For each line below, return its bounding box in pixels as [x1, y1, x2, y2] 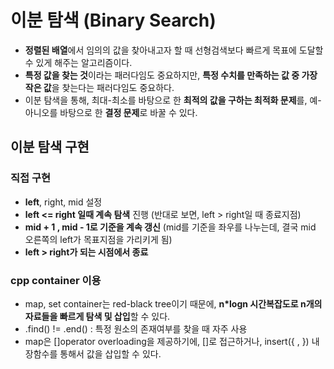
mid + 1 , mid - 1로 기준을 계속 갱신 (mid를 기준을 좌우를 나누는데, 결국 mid [24, 221, 317, 233]
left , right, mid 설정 [24, 196, 103, 208]
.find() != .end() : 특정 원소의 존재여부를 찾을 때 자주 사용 [24, 322, 248, 335]
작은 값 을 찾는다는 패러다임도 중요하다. [24, 81, 175, 93]
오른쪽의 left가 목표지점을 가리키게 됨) [24, 233, 173, 245]
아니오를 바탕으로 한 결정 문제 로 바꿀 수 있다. [24, 106, 198, 118]
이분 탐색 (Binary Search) [10, 9, 217, 32]
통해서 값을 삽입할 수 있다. [59, 347, 162, 360]
